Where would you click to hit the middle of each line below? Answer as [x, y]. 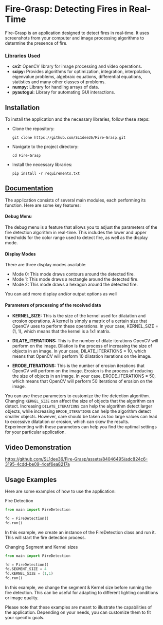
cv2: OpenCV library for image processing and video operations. [77, 66]
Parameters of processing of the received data [53, 305]
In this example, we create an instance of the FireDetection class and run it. [81, 532]
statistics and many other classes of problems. [59, 82]
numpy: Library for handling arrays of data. [55, 87]
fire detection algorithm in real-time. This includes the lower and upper [76, 233]
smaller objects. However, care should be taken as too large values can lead [81, 417]
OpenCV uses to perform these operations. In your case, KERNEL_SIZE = [85, 326]
